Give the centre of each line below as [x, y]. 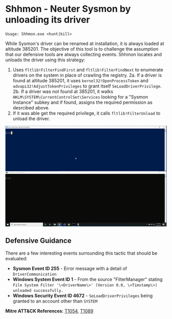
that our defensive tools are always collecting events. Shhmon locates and [84, 54]
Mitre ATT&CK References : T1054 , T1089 [49, 311]
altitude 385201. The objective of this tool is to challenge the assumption [82, 49]
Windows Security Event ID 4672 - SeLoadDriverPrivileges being [83, 295]
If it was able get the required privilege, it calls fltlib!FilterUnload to [87, 113]
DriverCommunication [35, 274]
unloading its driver [48, 20]
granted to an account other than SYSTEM [55, 301]
